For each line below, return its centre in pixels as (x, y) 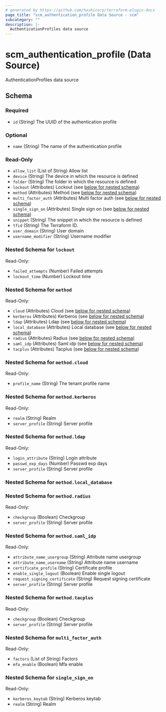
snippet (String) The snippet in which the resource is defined (77, 220)
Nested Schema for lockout (40, 250)
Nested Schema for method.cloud (47, 362)
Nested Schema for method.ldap (45, 436)
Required (17, 111)
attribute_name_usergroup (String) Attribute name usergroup (77, 557)
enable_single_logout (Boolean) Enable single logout (69, 573)
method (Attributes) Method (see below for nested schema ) (75, 193)
